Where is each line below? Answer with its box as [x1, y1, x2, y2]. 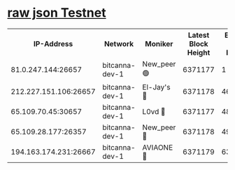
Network [104, 38, 134, 48]
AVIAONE [142, 142, 173, 152]
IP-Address [33, 38, 73, 48]
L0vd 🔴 [142, 106, 166, 116]
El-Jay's [142, 82, 171, 92]
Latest [187, 30, 210, 40]
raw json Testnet [7, 5, 106, 21]
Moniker [145, 38, 173, 48]
